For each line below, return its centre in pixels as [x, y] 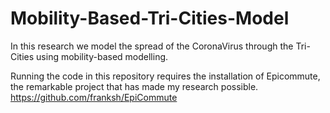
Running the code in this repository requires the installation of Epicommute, [165, 76]
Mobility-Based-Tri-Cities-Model [150, 18]
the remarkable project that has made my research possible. [134, 86]
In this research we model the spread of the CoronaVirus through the [152, 46]
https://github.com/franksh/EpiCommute [94, 97]
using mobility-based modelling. [102, 56]
